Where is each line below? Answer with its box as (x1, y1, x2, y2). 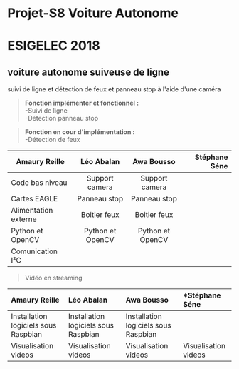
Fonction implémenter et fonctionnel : (24, 98, 139, 108)
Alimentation (11, 206, 53, 216)
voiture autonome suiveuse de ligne (7, 66, 169, 78)
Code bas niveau (11, 178, 68, 188)
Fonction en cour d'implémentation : (24, 128, 135, 136)
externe (11, 214, 37, 224)
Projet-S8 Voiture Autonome (7, 5, 179, 21)
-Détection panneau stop (24, 114, 98, 123)
